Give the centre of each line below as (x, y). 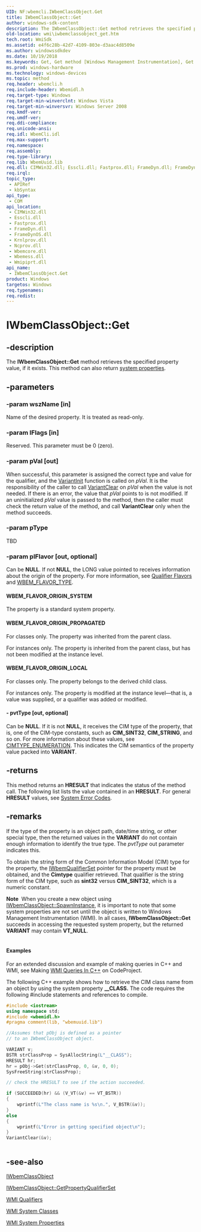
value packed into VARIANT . (41, 752)
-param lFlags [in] (33, 432)
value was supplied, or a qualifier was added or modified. (77, 699)
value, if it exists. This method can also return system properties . (86, 368)
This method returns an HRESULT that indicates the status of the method (96, 785)
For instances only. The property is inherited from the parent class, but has (98, 648)
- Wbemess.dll (26, 257)
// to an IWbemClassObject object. (51, 1039)
